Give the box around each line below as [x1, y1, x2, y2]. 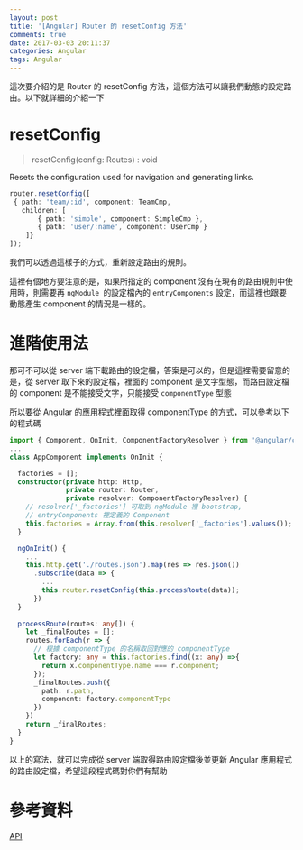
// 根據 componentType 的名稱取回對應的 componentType [32, 644, 230, 653]
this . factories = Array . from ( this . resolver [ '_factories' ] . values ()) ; [25, 519, 293, 528]
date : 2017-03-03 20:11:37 [9, 38, 111, 48]
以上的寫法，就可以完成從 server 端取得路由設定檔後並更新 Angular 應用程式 [9, 754, 293, 764]
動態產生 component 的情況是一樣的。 [9, 298, 151, 309]
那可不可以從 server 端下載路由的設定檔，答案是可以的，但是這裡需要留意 [9, 365, 282, 375]
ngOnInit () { [17, 544, 67, 553]
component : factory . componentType [41, 695, 171, 704]
